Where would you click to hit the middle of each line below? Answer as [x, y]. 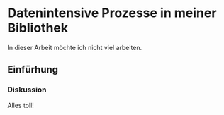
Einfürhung [33, 69]
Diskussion [27, 90]
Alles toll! [21, 105]
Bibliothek [38, 28]
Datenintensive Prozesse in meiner [112, 13]
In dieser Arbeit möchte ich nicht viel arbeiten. [75, 47]
